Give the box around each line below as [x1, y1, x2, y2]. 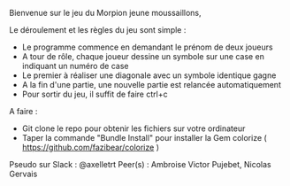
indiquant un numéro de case [21, 61, 129, 71]
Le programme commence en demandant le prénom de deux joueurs [21, 42, 273, 52]
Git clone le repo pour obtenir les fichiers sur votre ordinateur [21, 123, 246, 134]
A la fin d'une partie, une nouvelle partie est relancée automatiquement [21, 80, 281, 89]
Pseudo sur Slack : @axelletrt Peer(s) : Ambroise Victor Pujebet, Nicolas [9, 159, 271, 169]
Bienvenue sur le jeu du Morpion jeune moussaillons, [9, 8, 202, 18]
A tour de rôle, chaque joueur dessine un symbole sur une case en [21, 51, 265, 61]
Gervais [9, 168, 38, 179]
